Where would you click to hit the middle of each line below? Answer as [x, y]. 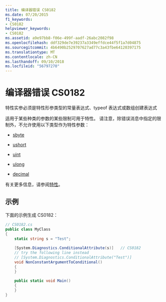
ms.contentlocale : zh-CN [31, 57]
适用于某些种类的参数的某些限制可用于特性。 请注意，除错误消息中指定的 [81, 119]
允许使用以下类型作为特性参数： [56, 125]
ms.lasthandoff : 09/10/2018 [35, 62]
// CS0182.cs [19, 224]
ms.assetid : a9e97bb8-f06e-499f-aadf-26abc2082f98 [60, 38]
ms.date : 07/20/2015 [27, 15]
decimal [21, 174]
